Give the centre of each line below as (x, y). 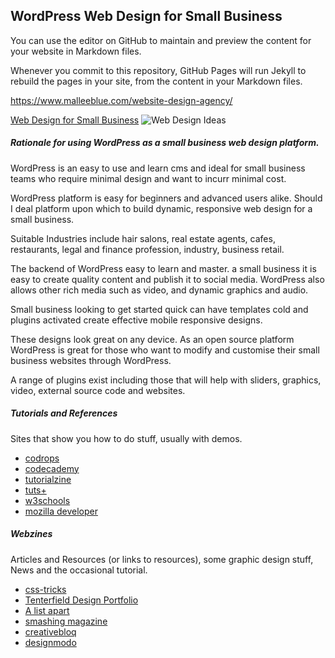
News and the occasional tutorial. (79, 570)
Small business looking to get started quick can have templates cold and (159, 309)
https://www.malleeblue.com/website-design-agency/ (121, 100)
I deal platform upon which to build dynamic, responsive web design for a (161, 208)
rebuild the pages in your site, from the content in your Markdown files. (156, 81)
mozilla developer (61, 511)
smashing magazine (66, 621)
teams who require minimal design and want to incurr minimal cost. (148, 178)
